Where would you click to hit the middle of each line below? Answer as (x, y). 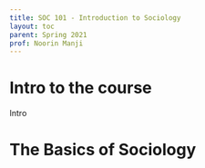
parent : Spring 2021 (49, 35)
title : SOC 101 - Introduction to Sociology (95, 18)
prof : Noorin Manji (46, 43)
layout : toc (32, 26)
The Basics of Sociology (103, 150)
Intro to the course (81, 88)
